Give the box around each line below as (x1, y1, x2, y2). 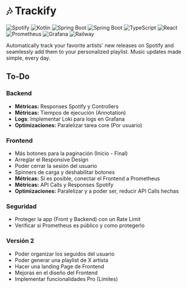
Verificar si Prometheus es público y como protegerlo (14, 222, 145, 229)
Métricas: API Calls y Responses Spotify (14, 181, 114, 188)
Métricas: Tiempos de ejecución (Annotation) (14, 109, 126, 116)
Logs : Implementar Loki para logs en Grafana (14, 115, 125, 122)
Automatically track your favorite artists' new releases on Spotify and (6, 41, 174, 48)
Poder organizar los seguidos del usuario (14, 250, 115, 257)
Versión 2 (6, 237, 34, 245)
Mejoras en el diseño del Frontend (14, 269, 98, 276)
